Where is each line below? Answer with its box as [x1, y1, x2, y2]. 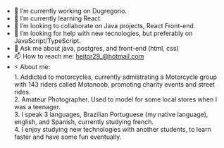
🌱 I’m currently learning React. [13, 14, 102, 23]
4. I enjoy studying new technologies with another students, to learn [13, 125, 211, 133]
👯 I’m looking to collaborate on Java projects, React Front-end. [13, 22, 196, 30]
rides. [13, 88, 31, 96]
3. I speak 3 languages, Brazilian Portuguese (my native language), [13, 110, 209, 118]
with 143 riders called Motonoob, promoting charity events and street [13, 80, 216, 88]
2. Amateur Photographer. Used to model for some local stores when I [13, 95, 217, 104]
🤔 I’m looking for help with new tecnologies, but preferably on [13, 29, 193, 37]
